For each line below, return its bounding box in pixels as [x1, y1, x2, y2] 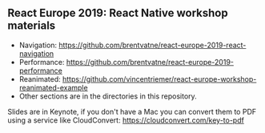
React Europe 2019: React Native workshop [7, 6, 229, 20]
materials [7, 19, 56, 33]
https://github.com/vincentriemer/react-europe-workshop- [62, 74, 257, 83]
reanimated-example [18, 83, 89, 92]
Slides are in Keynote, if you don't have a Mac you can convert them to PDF [7, 107, 257, 116]
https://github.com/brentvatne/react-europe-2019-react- [58, 40, 247, 50]
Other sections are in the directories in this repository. [18, 91, 197, 101]
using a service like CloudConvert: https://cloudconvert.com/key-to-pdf [7, 115, 245, 125]
